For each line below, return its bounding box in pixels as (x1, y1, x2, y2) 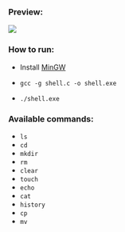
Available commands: (8, 113, 94, 124)
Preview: (8, 6, 44, 18)
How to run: (8, 44, 55, 55)
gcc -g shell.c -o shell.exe (19, 79, 117, 87)
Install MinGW (19, 62, 66, 72)
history (19, 201, 45, 209)
